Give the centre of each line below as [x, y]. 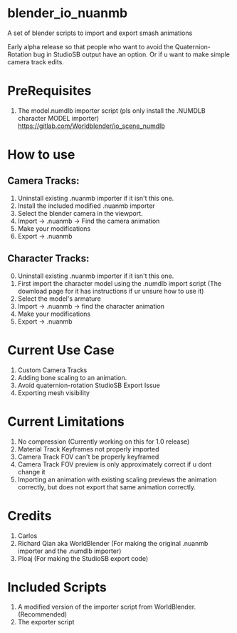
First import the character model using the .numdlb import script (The [120, 283]
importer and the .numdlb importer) [69, 551]
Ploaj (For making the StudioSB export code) [83, 558]
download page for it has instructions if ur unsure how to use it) [111, 291]
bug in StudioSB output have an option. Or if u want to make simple [131, 54]
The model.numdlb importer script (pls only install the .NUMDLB [111, 110]
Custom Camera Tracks [52, 370]
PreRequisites [49, 91]
